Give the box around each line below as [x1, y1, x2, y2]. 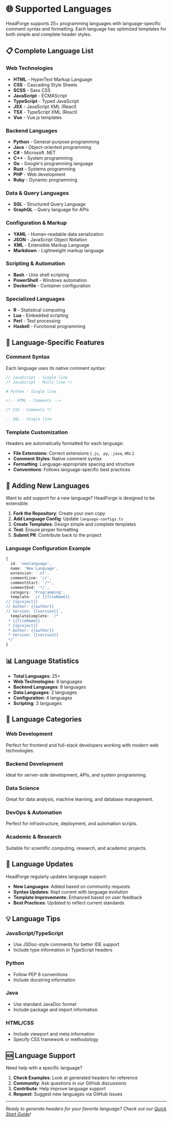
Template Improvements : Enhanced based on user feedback [13, 894, 142, 900]
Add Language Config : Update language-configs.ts [13, 516, 124, 522]
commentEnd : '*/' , [10, 585, 50, 590]
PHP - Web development [13, 171, 66, 177]
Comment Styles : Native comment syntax [13, 456, 102, 462]
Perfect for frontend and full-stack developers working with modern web [6, 742, 159, 748]
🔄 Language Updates [6, 860, 73, 869]
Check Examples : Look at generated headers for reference [13, 1074, 138, 1081]
